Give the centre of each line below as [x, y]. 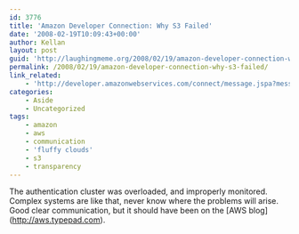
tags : [19, 117]
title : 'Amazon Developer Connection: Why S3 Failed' [111, 26]
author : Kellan [37, 42]
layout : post [33, 51]
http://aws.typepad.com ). [59, 220]
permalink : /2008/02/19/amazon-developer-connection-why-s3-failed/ [139, 68]
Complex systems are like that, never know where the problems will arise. [144, 201]
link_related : [36, 76]
